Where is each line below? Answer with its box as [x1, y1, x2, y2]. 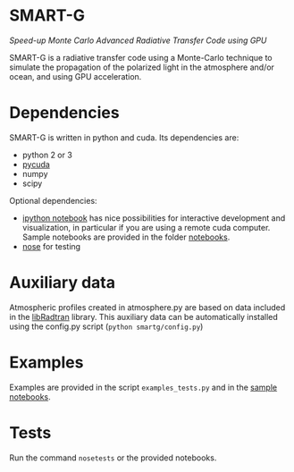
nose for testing [21, 240, 81, 251]
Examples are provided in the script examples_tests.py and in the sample [9, 382, 278, 392]
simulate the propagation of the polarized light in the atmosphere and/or [9, 62, 275, 72]
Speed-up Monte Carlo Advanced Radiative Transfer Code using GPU [9, 35, 267, 46]
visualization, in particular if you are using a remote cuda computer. [21, 222, 271, 232]
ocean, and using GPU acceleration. [9, 71, 142, 81]
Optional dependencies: [9, 195, 97, 206]
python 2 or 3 [21, 149, 73, 160]
